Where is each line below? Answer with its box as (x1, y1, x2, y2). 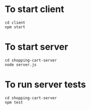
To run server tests (5, 79, 86, 90)
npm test (5, 99, 23, 105)
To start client (5, 4, 64, 15)
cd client (5, 20, 26, 25)
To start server (5, 41, 69, 53)
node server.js (5, 62, 37, 67)
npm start (5, 24, 26, 30)
